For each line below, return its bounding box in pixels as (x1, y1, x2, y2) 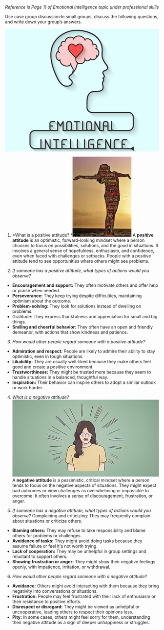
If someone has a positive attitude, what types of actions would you (12, 267, 150, 274)
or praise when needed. (12, 287, 61, 293)
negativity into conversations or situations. (12, 588, 98, 594)
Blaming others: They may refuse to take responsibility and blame (12, 528, 145, 533)
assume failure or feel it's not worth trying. (12, 543, 98, 549)
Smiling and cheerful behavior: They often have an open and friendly (12, 324, 153, 330)
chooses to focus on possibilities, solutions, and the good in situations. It (12, 242, 159, 248)
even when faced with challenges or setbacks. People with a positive (12, 252, 151, 259)
